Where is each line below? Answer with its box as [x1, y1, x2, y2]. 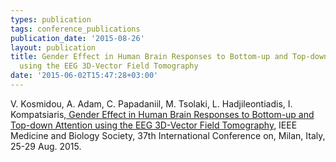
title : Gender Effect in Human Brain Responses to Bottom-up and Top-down [10, 52, 329, 62]
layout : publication [10, 42, 97, 53]
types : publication [10, 14, 92, 25]
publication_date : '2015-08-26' [10, 33, 145, 43]
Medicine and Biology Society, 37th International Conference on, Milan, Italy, [10, 129, 326, 141]
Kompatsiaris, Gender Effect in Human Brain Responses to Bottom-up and [10, 108, 315, 120]
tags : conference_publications [10, 24, 141, 34]
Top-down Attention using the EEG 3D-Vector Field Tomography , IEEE [10, 119, 298, 131]
